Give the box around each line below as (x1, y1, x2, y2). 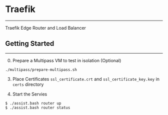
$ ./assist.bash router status (5, 105, 70, 110)
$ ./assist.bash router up (5, 100, 61, 106)
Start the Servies (12, 91, 47, 97)
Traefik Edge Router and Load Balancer (5, 25, 86, 31)
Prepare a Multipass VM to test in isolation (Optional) (12, 57, 121, 63)
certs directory (12, 81, 44, 87)
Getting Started (5, 39, 54, 48)
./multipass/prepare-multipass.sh (5, 67, 77, 72)
